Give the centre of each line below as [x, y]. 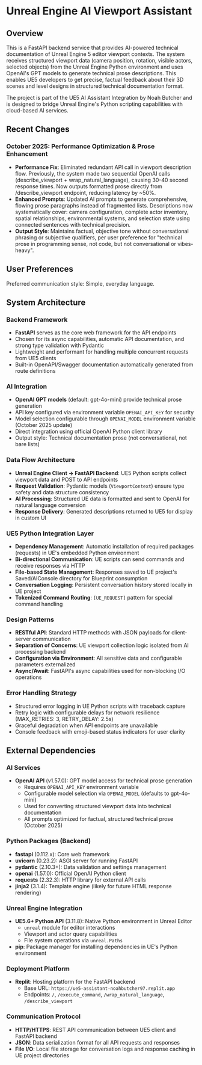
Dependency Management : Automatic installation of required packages [104, 547]
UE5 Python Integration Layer [50, 533]
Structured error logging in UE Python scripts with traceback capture [100, 706]
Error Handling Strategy [41, 693]
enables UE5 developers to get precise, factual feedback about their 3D [95, 80]
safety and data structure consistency [62, 492]
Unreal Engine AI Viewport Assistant [99, 11]
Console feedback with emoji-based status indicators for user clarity [100, 731]
